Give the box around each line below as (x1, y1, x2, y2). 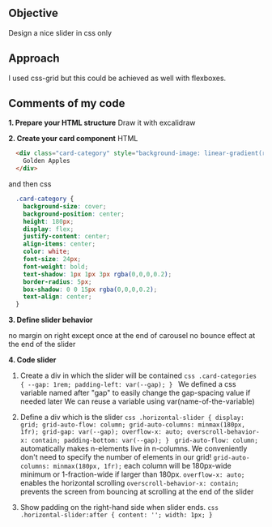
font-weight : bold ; (23, 263, 89, 271)
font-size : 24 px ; (23, 255, 82, 263)
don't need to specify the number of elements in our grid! (19, 452, 212, 462)
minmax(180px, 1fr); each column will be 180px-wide (53, 461, 232, 471)
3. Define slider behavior (8, 315, 93, 325)
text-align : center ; (23, 293, 92, 301)
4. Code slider (8, 355, 57, 365)
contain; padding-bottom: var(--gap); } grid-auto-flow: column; (31, 437, 259, 445)
